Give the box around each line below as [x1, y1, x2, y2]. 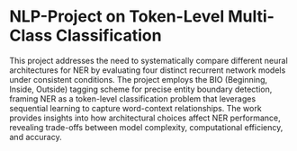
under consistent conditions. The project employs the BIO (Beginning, [9, 74, 268, 84]
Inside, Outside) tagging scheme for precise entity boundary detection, [9, 84, 273, 94]
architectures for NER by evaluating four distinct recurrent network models [9, 65, 286, 75]
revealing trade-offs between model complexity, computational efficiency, [9, 121, 283, 132]
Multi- [228, 6, 274, 27]
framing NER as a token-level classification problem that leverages [9, 93, 256, 104]
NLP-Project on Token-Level [9, 6, 225, 27]
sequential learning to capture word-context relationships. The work [9, 102, 263, 113]
